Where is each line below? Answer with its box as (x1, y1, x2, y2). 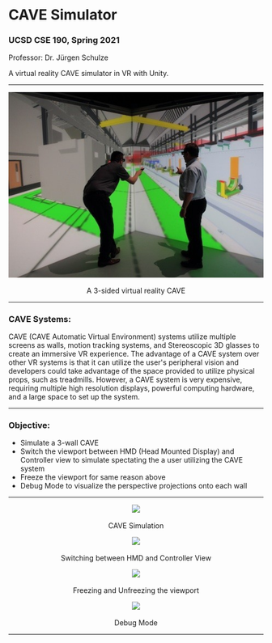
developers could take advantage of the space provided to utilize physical (8, 366, 255, 376)
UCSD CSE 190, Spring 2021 (8, 35, 120, 46)
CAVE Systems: (8, 313, 71, 324)
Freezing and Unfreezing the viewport (72, 586, 200, 595)
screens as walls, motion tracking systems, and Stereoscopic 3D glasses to (8, 341, 260, 350)
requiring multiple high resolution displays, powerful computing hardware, (8, 383, 255, 393)
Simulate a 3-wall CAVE (19, 438, 100, 448)
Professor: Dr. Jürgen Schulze (8, 53, 109, 62)
